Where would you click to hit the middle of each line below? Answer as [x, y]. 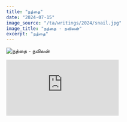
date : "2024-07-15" [31, 17]
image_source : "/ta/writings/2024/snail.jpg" [64, 23]
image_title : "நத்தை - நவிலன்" [44, 28]
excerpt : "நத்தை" [28, 34]
